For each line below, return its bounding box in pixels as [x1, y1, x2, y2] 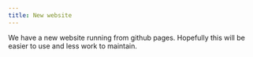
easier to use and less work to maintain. [8, 41, 138, 51]
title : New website [8, 11, 73, 20]
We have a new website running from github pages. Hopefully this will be [8, 33, 246, 42]
